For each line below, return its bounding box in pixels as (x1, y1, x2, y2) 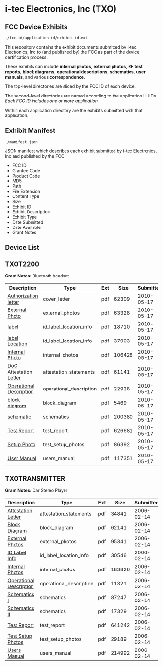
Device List (5, 244, 40, 252)
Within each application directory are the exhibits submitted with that (5, 108, 143, 113)
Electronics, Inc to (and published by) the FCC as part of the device (5, 49, 140, 55)
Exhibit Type (12, 214, 37, 220)
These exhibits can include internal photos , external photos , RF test (5, 64, 143, 69)
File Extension (12, 188, 40, 194)
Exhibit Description (12, 209, 50, 214)
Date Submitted (12, 219, 44, 225)
